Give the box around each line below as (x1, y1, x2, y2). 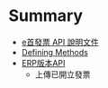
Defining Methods (21, 46, 89, 57)
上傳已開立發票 (34, 69, 91, 80)
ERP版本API (21, 57, 66, 68)
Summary (8, 5, 83, 26)
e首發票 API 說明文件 (21, 36, 100, 47)
